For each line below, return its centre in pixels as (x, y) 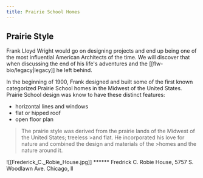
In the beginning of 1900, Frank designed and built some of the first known (100, 82)
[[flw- (156, 64)
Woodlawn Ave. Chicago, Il (40, 169)
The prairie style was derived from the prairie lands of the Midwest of (108, 131)
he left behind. (74, 70)
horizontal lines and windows (52, 107)
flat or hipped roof (38, 113)
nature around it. (42, 150)
